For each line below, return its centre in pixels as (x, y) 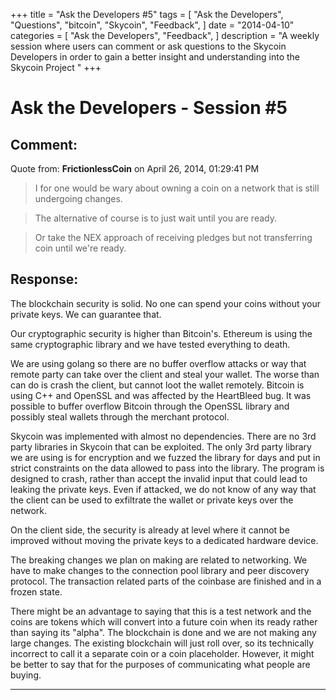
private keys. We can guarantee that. (86, 314)
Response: (44, 279)
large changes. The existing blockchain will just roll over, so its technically (162, 643)
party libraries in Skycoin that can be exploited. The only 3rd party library (161, 446)
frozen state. (36, 591)
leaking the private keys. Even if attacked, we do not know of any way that (163, 489)
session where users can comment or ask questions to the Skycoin (148, 46)
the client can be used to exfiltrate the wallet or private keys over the (152, 500)
